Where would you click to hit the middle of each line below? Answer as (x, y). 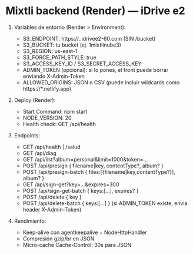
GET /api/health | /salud (51, 147)
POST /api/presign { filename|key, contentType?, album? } (93, 166)
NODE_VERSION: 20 (47, 118)
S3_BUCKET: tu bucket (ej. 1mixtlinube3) (72, 45)
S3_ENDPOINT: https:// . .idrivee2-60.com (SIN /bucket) (89, 38)
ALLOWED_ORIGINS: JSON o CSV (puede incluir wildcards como (101, 82)
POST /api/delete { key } (52, 197)
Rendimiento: (30, 221)
